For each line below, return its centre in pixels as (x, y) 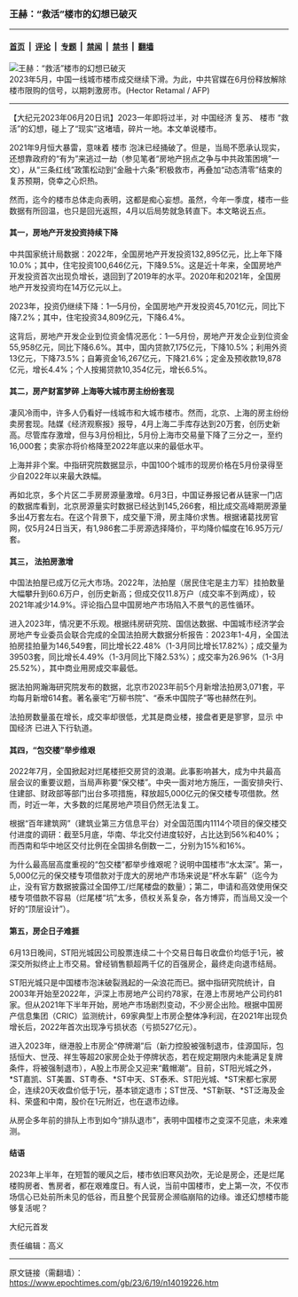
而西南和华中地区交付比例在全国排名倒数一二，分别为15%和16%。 (129, 846)
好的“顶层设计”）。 (42, 909)
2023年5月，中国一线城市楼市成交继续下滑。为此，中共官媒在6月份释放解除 (148, 79)
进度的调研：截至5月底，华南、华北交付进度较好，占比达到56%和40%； (149, 834)
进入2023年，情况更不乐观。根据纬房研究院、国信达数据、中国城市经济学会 (147, 624)
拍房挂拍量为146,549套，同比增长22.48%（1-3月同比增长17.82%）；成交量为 (149, 646)
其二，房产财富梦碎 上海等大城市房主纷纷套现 (92, 391)
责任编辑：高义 (36, 1246)
